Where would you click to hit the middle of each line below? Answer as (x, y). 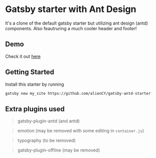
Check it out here (23, 56)
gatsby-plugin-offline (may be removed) (58, 150)
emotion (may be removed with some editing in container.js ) (80, 131)
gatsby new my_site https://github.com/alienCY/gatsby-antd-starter (78, 93)
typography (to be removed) (46, 140)
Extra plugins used (35, 109)
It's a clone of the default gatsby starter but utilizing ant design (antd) (77, 23)
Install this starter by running (34, 84)
